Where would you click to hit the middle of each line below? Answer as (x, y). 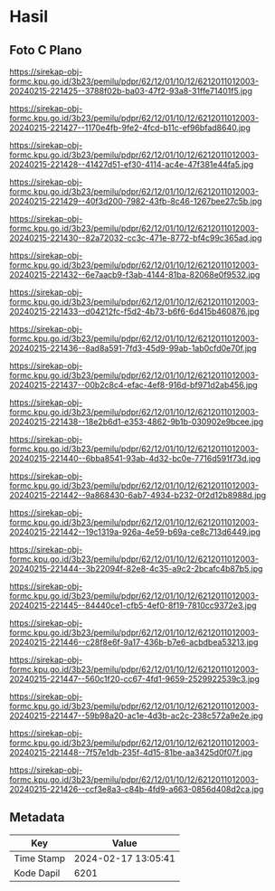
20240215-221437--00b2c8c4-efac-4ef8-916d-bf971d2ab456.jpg (133, 385)
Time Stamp (40, 858)
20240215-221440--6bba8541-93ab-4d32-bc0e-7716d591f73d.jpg (135, 458)
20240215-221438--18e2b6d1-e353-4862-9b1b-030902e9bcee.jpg (137, 422)
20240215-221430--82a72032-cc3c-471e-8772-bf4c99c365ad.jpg (136, 238)
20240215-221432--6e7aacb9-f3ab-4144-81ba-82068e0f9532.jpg (135, 275)
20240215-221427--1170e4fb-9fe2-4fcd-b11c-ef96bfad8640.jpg (130, 128)
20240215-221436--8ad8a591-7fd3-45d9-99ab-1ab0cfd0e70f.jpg (133, 348)
